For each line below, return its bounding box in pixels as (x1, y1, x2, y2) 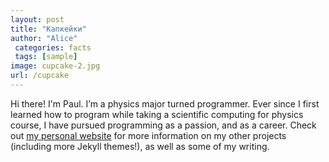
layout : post (10, 14, 65, 25)
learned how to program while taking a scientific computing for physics (10, 108, 304, 120)
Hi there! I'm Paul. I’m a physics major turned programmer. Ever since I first (10, 97, 320, 110)
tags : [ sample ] (14, 52, 78, 62)
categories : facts (14, 42, 92, 53)
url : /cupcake (10, 71, 70, 81)
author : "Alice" (10, 33, 78, 43)
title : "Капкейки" (10, 24, 87, 34)
